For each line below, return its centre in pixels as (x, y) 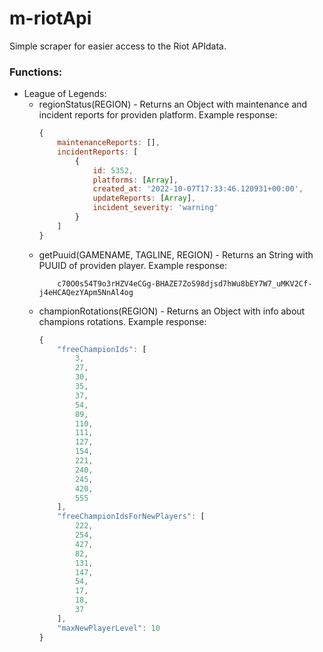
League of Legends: (65, 94)
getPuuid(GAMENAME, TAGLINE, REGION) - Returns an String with (176, 254)
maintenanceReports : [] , (109, 143)
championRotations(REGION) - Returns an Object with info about (172, 311)
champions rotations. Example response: (122, 321)
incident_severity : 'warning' (155, 208)
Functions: (36, 72)
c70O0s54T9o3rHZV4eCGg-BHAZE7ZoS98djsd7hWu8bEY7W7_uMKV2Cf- (185, 283)
